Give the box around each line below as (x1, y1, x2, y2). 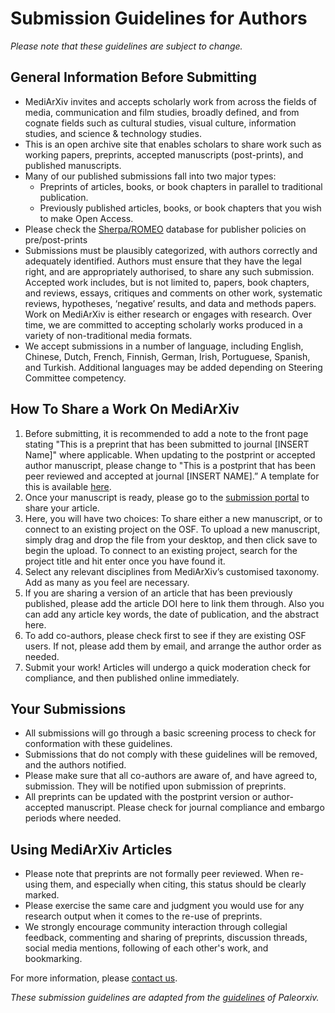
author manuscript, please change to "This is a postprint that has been (24, 459, 316, 471)
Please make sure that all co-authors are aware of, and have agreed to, (24, 770, 318, 782)
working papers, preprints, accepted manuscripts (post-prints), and (24, 148, 304, 161)
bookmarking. (24, 953, 83, 965)
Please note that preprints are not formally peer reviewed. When (24, 868, 290, 880)
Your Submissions (10, 700, 127, 717)
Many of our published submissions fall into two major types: (24, 170, 277, 182)
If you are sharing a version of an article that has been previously (24, 587, 293, 599)
